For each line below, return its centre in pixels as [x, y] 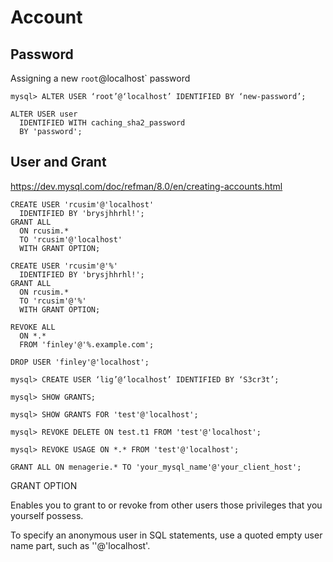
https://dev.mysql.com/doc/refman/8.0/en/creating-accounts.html [146, 186]
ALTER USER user [44, 114]
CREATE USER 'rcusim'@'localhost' [82, 204]
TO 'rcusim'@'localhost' [71, 239]
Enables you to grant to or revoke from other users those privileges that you [166, 505]
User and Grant [58, 162]
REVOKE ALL [33, 327]
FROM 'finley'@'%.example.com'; [87, 344]
